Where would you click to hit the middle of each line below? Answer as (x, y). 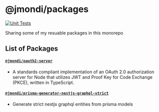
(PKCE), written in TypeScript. (43, 82)
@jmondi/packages (47, 9)
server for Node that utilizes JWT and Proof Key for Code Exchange (83, 77)
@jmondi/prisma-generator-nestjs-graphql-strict (57, 93)
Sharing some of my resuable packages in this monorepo (64, 33)
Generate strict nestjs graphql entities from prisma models (73, 104)
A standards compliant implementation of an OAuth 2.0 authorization (83, 72)
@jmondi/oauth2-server (29, 61)
